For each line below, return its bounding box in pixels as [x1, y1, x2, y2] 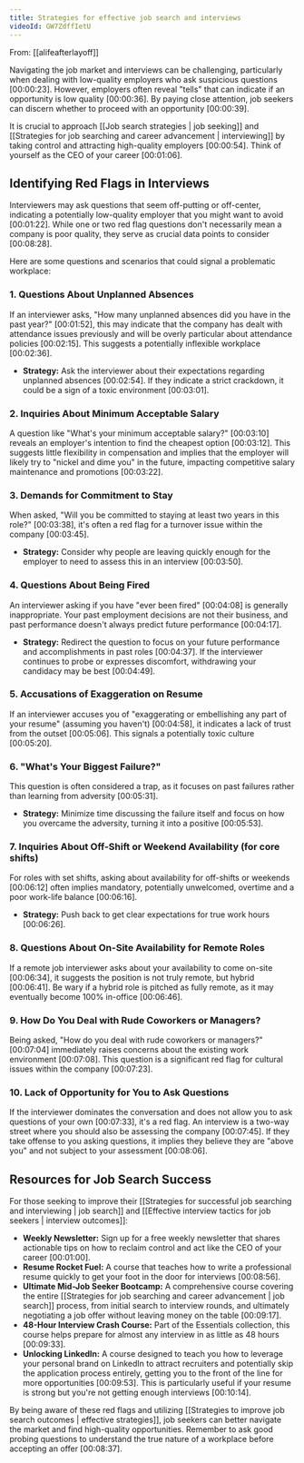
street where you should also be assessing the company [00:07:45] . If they [9, 1126, 290, 1137]
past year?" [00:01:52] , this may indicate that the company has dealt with [9, 319, 283, 330]
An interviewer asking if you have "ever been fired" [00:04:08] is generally [9, 599, 289, 610]
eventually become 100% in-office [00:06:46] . [9, 991, 183, 1002]
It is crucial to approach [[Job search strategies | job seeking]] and [9, 120, 260, 132]
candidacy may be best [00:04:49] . [22, 665, 156, 677]
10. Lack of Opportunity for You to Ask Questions [9, 1086, 230, 1099]
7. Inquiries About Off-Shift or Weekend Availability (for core [9, 841, 280, 854]
